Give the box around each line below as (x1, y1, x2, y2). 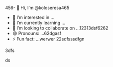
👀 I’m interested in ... (12, 14, 55, 20)
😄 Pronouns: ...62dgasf (12, 30, 61, 36)
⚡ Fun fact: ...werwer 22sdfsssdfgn (12, 36, 85, 42)
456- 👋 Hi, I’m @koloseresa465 (5, 5, 70, 10)
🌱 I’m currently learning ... (12, 20, 66, 25)
